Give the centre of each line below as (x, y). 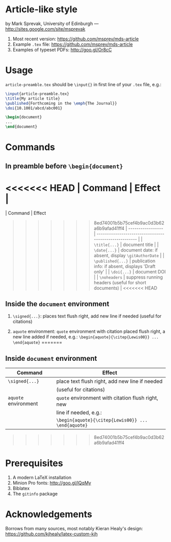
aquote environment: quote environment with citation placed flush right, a (89, 331)
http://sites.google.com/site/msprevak (45, 29)
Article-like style (41, 9)
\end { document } (21, 127)
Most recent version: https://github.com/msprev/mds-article (76, 39)
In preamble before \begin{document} (64, 166)
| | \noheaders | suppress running (128, 277)
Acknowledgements (49, 514)
